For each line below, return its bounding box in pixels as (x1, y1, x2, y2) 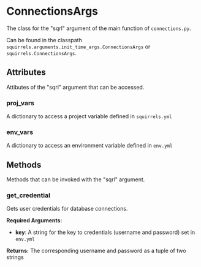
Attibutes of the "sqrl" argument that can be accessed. (6, 83, 145, 91)
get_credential (6, 191, 51, 200)
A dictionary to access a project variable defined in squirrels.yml (6, 113, 173, 120)
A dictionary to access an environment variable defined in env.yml (6, 142, 173, 149)
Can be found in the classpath (6, 36, 83, 43)
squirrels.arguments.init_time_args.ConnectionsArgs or (6, 43, 151, 50)
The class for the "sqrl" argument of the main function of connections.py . (6, 24, 191, 32)
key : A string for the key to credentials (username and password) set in (15, 228, 195, 236)
